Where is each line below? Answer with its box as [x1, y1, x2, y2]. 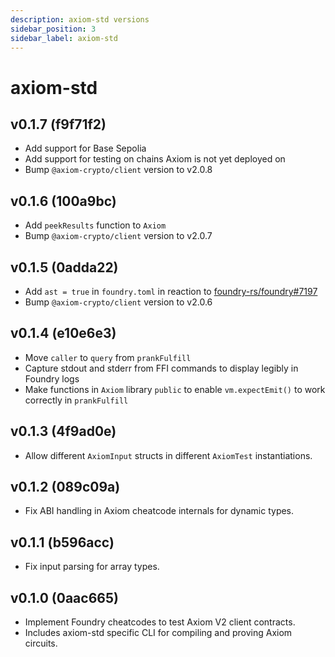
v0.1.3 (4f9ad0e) [10, 423, 117, 440]
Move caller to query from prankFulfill [24, 351, 192, 363]
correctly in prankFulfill [24, 394, 129, 406]
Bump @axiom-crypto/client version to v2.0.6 [24, 296, 213, 308]
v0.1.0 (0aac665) [10, 589, 119, 606]
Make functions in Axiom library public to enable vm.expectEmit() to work [24, 383, 326, 395]
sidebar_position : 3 [10, 24, 97, 34]
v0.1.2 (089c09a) [10, 479, 121, 496]
